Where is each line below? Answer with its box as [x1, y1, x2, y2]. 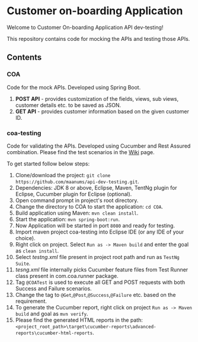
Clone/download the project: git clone [15, 171, 111, 178]
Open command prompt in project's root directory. [15, 197, 139, 204]
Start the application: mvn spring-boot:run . [15, 215, 120, 223]
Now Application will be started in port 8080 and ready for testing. [15, 222, 175, 229]
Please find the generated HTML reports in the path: [15, 316, 143, 324]
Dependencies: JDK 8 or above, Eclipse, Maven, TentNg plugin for [15, 184, 177, 191]
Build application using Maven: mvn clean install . [15, 209, 139, 216]
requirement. [15, 298, 47, 305]
